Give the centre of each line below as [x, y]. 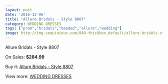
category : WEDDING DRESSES [33, 24]
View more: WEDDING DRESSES [38, 76]
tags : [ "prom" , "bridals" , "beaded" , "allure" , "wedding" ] [63, 28]
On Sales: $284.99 [25, 57]
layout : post [19, 10]
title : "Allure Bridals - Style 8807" [45, 19]
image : [12, 33]
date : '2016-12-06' [25, 14]
